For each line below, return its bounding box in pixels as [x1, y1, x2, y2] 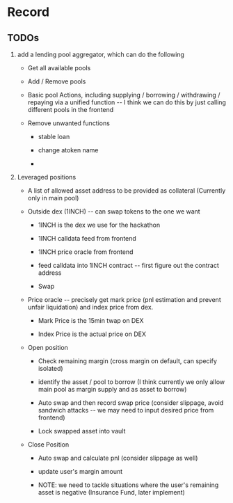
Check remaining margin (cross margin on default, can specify [38, 357, 217, 365]
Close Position [27, 440, 70, 449]
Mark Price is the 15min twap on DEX [38, 317, 144, 324]
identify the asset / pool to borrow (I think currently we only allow [38, 378, 225, 386]
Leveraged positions [17, 173, 77, 181]
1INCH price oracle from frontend [38, 248, 134, 256]
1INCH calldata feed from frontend [38, 234, 137, 242]
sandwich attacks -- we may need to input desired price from [38, 406, 214, 414]
